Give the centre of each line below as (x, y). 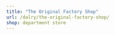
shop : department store (36, 23)
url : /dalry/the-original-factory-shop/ (58, 17)
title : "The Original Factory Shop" (52, 12)
